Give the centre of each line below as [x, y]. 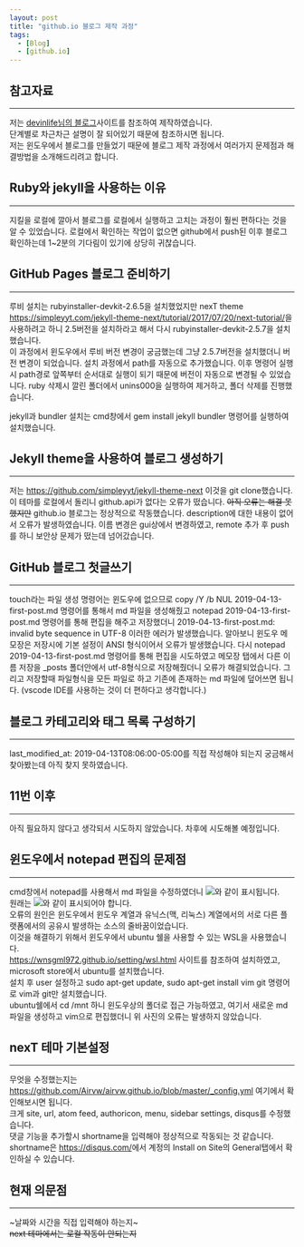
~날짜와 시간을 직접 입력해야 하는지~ [74, 1223]
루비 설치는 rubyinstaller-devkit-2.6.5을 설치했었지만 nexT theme [127, 306]
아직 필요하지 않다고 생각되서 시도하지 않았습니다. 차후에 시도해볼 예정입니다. [145, 828]
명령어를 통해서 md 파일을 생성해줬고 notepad [142, 611]
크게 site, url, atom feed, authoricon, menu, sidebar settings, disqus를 [138, 1114]
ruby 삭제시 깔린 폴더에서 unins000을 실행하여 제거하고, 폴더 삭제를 [148, 385]
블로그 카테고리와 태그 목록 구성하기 [103, 721]
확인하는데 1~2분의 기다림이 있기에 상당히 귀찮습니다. [103, 242]
